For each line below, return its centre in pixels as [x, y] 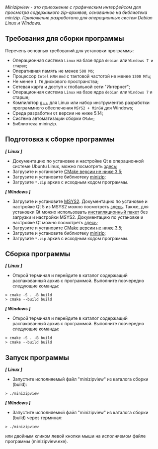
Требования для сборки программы [65, 39]
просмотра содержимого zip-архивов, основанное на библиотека [76, 12]
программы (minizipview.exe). [37, 442]
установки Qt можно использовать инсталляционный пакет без [80, 212]
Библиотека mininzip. [35, 123]
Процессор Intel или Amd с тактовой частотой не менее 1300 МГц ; [82, 76]
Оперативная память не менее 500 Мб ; [53, 71]
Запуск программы [37, 358]
